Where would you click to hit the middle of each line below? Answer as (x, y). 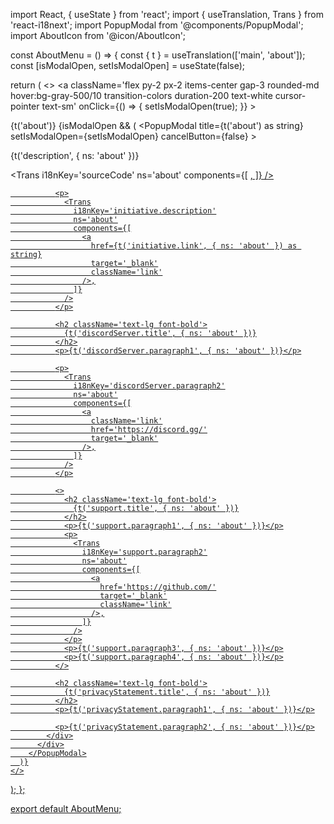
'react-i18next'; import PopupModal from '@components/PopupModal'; (157, 25)
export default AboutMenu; (66, 808)
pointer (25, 106)
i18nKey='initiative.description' (145, 211)
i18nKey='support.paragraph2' (144, 552)
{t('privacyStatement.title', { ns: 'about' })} (167, 692)
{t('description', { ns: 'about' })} (75, 155)
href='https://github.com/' (158, 587)
